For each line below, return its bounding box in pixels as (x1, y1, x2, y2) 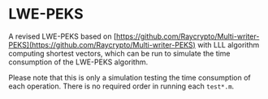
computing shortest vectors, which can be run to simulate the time (8, 48, 231, 58)
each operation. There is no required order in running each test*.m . (8, 81, 235, 91)
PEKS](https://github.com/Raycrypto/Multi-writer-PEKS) (8, 39, 197, 49)
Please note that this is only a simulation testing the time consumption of (8, 72, 251, 82)
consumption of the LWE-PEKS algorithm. (8, 57, 149, 67)
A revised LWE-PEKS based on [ (8, 31, 117, 41)
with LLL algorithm (197, 39, 260, 49)
